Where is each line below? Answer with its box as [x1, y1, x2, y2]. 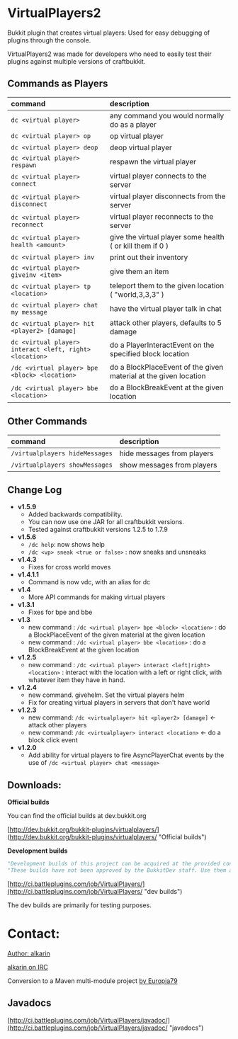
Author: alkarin [7, 949, 51, 958]
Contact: [7, 926, 60, 942]
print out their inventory [109, 252, 188, 262]
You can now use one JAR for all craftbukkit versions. [28, 518, 184, 526]
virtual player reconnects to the [109, 211, 214, 221]
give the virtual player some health [109, 232, 225, 242]
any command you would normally [109, 110, 225, 120]
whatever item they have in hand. [28, 676, 125, 684]
